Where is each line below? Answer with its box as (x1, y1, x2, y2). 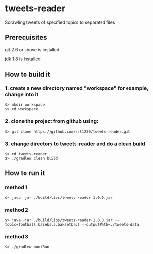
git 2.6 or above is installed (5, 46, 60, 52)
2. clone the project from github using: (5, 118, 99, 125)
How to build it (5, 70, 50, 79)
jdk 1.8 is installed (5, 56, 41, 62)
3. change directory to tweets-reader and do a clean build (5, 141, 146, 147)
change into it (5, 91, 39, 98)
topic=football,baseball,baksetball (5, 222, 80, 227)
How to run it (5, 169, 45, 177)
